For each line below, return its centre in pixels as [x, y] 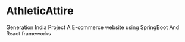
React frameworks [29, 33]
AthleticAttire [40, 11]
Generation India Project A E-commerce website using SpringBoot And [93, 27]
